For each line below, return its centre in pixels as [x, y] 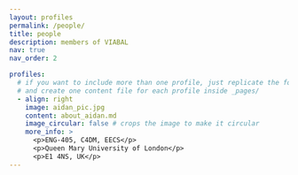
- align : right [45, 99]
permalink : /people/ [47, 26]
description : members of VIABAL [69, 42]
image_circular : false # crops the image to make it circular [142, 124]
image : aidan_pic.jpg [65, 107]
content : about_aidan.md [71, 116]
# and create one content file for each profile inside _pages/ [138, 91]
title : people [35, 34]
